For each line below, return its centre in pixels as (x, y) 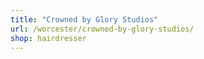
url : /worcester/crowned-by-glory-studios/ (102, 29)
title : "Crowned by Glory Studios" (84, 19)
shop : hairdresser (48, 38)
